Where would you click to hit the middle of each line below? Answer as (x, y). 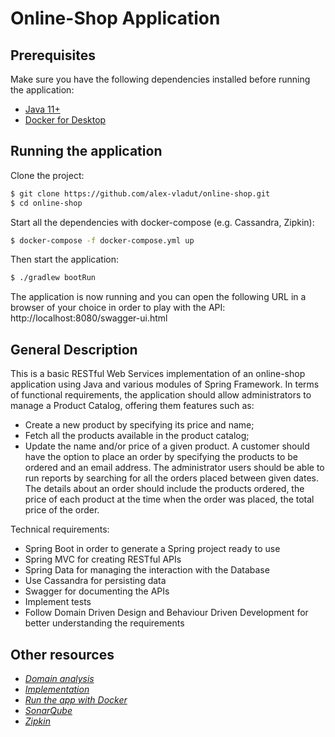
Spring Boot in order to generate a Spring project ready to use (152, 549)
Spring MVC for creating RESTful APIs (103, 559)
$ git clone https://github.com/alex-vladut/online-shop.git (140, 193)
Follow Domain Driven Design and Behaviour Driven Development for (166, 613)
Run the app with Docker (76, 699)
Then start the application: (65, 259)
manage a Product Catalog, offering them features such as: (132, 406)
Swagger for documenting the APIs (97, 591)
